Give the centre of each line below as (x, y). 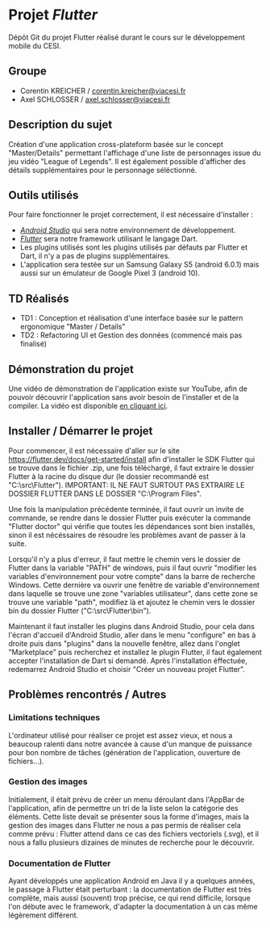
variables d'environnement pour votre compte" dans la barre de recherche (132, 576)
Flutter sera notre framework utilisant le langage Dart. (109, 239)
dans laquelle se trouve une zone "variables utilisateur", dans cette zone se (133, 593)
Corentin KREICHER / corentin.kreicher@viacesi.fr (103, 90)
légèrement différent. (44, 915)
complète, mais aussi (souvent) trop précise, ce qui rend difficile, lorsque (130, 898)
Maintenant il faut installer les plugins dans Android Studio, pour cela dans (132, 626)
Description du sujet (60, 125)
